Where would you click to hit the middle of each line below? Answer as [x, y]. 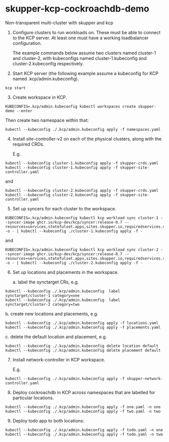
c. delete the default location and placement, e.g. [56, 337]
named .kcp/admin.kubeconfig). [46, 79]
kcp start [16, 88]
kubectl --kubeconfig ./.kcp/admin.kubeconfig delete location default [82, 346]
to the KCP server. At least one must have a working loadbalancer [80, 38]
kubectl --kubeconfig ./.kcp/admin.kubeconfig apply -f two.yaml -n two [83, 411]
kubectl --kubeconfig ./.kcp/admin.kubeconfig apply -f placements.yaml [83, 327]
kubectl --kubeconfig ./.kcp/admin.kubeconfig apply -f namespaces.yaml [83, 129]
